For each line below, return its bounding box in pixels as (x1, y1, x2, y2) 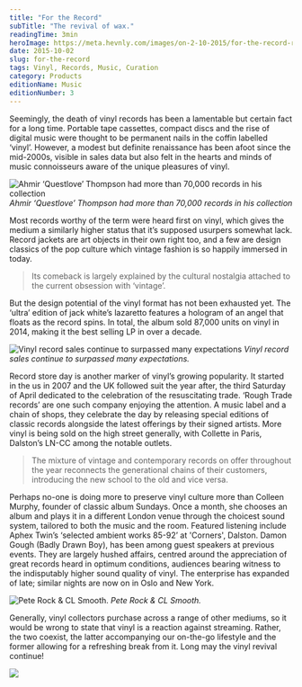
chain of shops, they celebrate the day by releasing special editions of (9, 408, 270, 419)
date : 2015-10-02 (9, 47, 75, 56)
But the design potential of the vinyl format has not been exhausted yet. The (9, 298, 291, 308)
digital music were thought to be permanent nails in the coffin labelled (9, 132, 268, 143)
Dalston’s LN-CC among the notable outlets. (9, 437, 173, 448)
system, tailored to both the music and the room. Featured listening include (9, 520, 288, 531)
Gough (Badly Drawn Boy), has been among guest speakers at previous (9, 539, 275, 549)
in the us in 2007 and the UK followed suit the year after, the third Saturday (9, 379, 286, 391)
